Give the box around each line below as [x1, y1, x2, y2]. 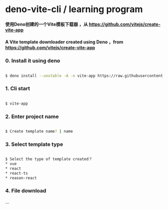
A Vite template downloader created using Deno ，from [5, 39, 124, 45]
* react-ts [5, 171, 28, 176]
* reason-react [5, 175, 37, 180]
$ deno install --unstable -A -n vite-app [5, 73, 96, 78]
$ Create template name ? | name [5, 129, 73, 134]
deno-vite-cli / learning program [5, 4, 143, 15]
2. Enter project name [5, 113, 59, 120]
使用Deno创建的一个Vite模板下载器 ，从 [5, 21, 88, 27]
